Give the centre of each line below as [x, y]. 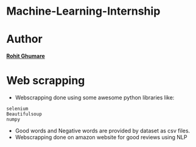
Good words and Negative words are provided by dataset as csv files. [103, 131]
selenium [17, 109]
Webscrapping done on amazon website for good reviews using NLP [101, 137]
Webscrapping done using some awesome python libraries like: [95, 98]
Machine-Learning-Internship [83, 11]
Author [24, 39]
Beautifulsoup [24, 114]
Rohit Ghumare [26, 56]
